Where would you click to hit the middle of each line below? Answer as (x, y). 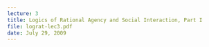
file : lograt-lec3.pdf (40, 26)
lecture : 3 (23, 13)
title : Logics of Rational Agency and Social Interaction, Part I (105, 20)
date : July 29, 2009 (37, 33)
